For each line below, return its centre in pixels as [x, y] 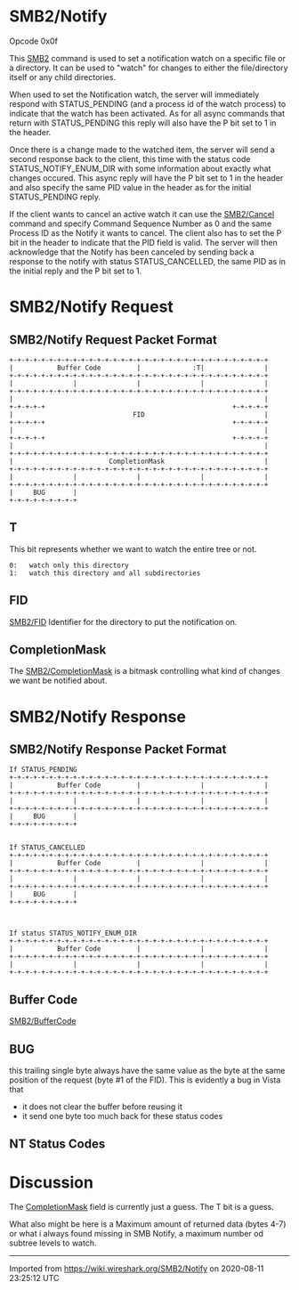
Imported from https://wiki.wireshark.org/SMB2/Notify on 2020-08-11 [137, 1269]
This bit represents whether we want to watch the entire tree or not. [133, 548]
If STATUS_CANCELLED [48, 848]
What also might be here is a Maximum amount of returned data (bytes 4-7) [148, 1224]
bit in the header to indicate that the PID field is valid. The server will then [143, 242]
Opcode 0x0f [33, 41]
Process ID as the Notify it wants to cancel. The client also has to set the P [145, 232]
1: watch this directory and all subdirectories [105, 573]
